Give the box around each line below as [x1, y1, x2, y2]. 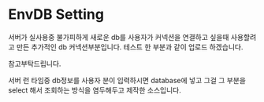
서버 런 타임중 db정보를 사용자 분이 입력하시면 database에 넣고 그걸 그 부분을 [8, 75, 247, 85]
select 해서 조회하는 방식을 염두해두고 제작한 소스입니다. [8, 85, 181, 95]
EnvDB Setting [8, 5, 105, 24]
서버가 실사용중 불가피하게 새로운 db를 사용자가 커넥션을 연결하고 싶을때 [8, 32, 229, 42]
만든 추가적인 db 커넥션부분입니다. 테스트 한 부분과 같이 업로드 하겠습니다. [16, 42, 244, 52]
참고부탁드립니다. [8, 59, 61, 68]
